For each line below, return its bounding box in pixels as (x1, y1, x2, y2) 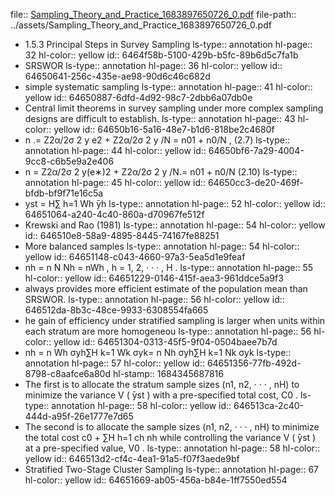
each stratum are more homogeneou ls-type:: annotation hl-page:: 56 (24, 325, 312, 337)
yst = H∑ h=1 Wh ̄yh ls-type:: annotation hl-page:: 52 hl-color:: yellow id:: (24, 198, 326, 209)
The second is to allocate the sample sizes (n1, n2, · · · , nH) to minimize (24, 421, 320, 433)
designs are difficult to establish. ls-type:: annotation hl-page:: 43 (24, 113, 296, 124)
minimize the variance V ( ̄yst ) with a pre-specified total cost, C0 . (24, 389, 298, 401)
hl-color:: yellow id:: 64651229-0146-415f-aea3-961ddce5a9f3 (24, 272, 284, 284)
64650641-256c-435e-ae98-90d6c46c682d (24, 70, 211, 82)
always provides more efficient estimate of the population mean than (24, 283, 308, 294)
